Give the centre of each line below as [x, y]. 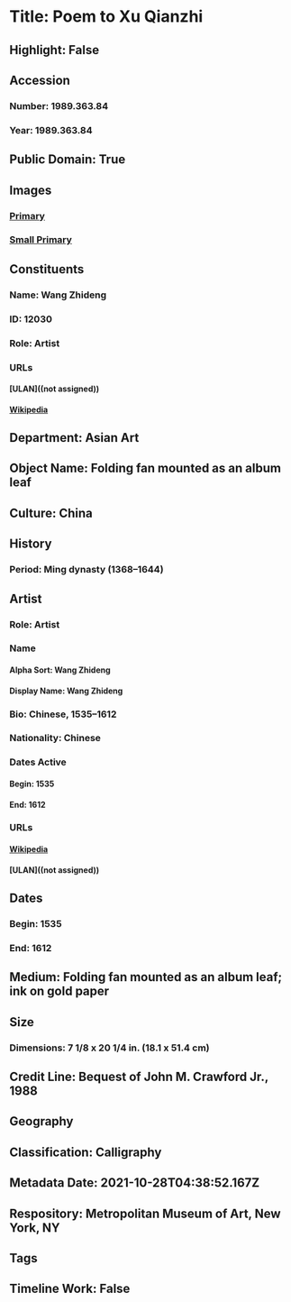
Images [31, 190]
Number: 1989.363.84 [59, 105]
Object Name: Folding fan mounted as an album [145, 468]
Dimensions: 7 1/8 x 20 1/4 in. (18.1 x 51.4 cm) [109, 1048]
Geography [41, 1121]
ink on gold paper [59, 991]
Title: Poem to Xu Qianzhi [106, 17]
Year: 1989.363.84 [51, 130]
